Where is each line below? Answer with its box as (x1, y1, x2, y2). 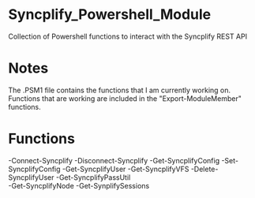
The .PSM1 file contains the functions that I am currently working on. (8, 85, 231, 95)
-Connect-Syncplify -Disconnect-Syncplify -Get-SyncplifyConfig (8, 155, 219, 165)
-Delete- (190, 164, 219, 174)
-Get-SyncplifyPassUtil (55, 172, 131, 182)
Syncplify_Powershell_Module (8, 6, 212, 24)
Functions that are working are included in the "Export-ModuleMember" (8, 93, 242, 103)
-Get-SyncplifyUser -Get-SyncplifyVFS (62, 164, 189, 174)
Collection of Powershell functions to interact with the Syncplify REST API (8, 32, 247, 41)
